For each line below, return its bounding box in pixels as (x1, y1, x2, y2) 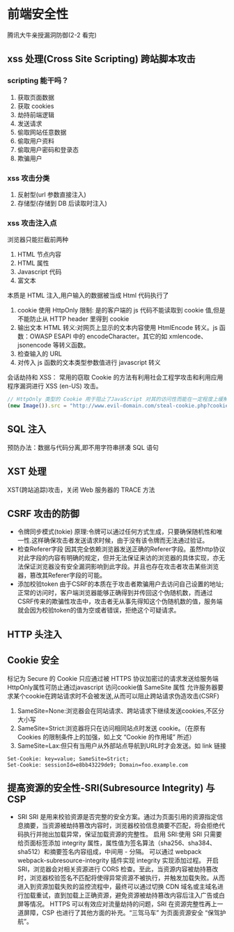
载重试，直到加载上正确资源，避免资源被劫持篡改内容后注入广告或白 (29, 891, 225, 900)
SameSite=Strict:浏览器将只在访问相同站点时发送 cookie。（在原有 (17, 723, 206, 732)
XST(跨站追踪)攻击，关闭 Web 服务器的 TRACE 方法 (7, 486, 155, 494)
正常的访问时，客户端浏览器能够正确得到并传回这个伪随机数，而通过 (17, 589, 213, 597)
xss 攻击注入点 (7, 218, 57, 227)
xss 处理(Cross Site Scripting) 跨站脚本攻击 (7, 53, 196, 65)
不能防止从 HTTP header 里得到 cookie (17, 315, 130, 323)
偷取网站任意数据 (17, 128, 67, 136)
